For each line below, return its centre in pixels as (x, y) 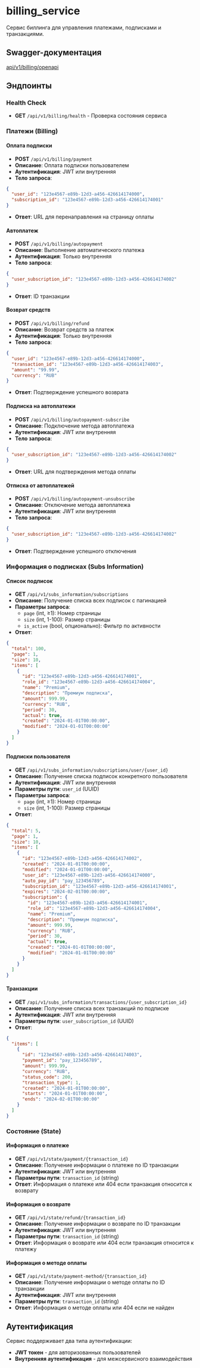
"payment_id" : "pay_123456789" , (62, 1060)
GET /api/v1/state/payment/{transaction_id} (72, 1158)
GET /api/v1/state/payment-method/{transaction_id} (81, 1276)
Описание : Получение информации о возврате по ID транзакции (97, 1224)
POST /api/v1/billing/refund (52, 323)
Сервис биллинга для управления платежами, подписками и (84, 27)
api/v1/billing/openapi (32, 67)
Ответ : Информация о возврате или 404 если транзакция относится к (104, 1243)
